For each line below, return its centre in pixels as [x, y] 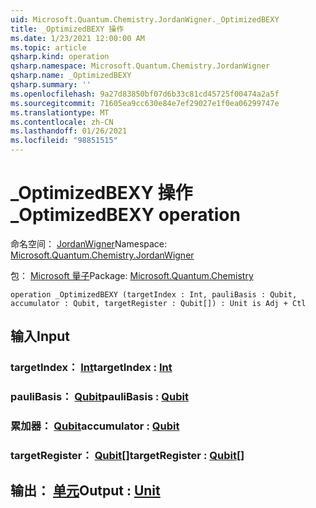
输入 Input [40, 336]
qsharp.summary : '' [51, 85]
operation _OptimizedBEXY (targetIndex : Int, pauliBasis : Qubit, [154, 294]
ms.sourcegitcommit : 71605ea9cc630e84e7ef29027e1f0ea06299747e [145, 103]
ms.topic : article [48, 47]
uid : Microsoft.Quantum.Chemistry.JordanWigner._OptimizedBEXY [145, 19]
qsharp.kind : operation [60, 57]
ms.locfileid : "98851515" [64, 141]
